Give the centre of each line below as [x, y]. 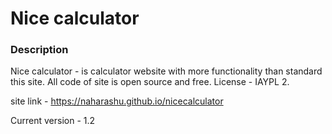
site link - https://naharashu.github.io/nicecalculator [117, 101]
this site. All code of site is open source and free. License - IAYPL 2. [150, 82]
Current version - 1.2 [53, 121]
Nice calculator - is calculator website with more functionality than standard [166, 71]
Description [39, 50]
